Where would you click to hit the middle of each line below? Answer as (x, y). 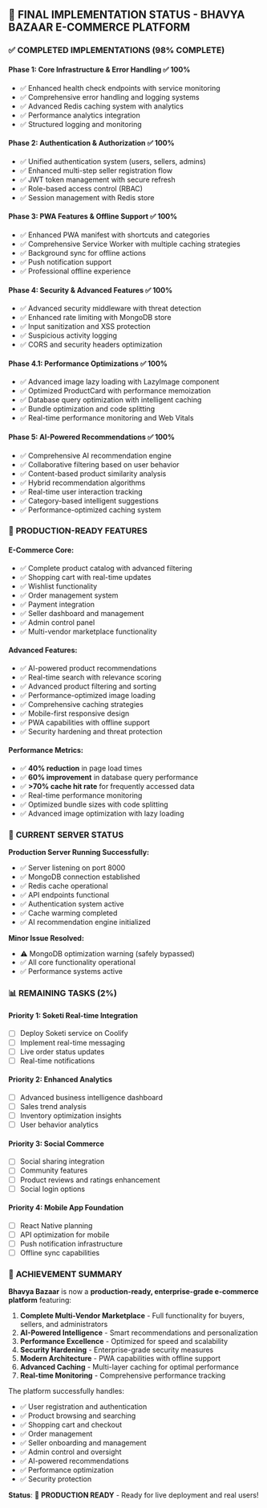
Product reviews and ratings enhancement (90, 1180)
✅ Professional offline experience (75, 271)
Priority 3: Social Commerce (56, 1144)
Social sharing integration (62, 1161)
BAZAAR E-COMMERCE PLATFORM (99, 28)
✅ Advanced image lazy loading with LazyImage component (119, 382)
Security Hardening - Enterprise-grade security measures (117, 1350)
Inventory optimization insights (71, 1116)
